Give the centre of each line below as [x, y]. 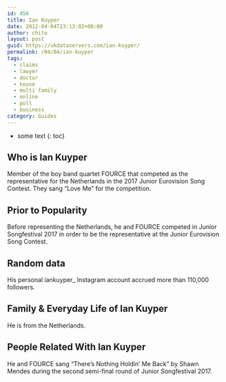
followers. [21, 288]
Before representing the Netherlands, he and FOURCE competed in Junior [112, 227]
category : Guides [32, 116]
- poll [23, 103]
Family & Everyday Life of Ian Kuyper [88, 309]
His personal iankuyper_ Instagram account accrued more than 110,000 [108, 280]
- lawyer [26, 71]
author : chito [28, 33]
